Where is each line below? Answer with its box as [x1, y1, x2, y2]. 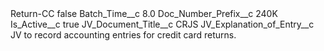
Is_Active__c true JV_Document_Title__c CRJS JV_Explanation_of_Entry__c [10, 18, 315, 30]
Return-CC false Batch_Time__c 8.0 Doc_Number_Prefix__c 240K [10, 8, 278, 19]
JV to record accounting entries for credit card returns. [10, 29, 237, 41]
